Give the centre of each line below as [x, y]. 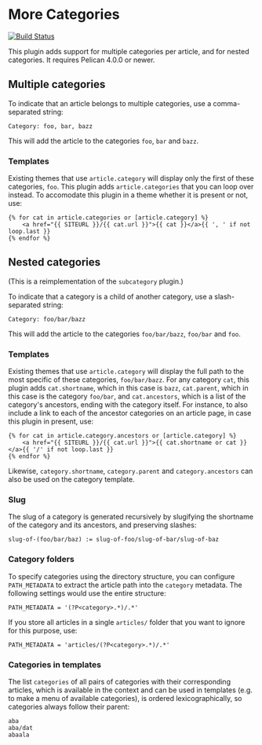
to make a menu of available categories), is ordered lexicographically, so [125, 699]
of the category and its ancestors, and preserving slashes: [102, 525]
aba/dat [21, 728]
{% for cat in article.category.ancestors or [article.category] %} [122, 436]
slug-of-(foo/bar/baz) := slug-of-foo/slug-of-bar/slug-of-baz [114, 540]
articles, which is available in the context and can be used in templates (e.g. [131, 690]
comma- [227, 103]
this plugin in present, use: [51, 421]
